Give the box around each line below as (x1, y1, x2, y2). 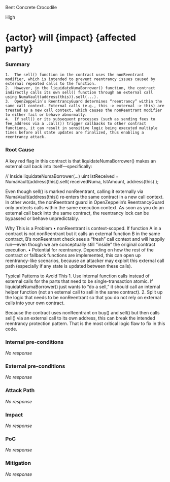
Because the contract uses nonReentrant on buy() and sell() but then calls (5, 309, 160, 315)
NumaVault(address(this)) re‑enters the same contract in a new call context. (5, 194, 164, 200)
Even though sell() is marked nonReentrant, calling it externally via (5, 188, 144, 195)
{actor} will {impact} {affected (5, 32, 136, 44)
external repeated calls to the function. (5, 81, 96, 86)
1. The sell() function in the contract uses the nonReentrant (5, 72, 144, 78)
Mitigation (5, 460, 31, 467)
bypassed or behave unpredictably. (5, 215, 80, 221)
